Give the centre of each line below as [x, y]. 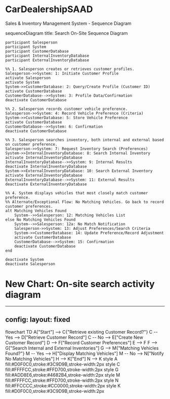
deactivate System [25, 259]
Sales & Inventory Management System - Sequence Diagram [68, 23]
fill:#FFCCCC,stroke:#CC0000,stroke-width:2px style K [63, 385]
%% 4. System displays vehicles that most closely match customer [77, 193]
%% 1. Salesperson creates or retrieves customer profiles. [70, 69]
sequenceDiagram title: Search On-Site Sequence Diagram [67, 33]
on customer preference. [31, 144]
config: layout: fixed [38, 320]
